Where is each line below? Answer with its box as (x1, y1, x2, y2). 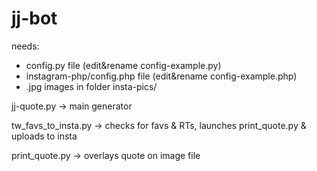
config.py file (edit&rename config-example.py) (25, 59, 222, 71)
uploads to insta (11, 130, 78, 142)
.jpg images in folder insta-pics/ (25, 80, 158, 92)
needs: (11, 40, 40, 52)
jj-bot (11, 7, 58, 30)
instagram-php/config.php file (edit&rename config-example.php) (25, 70, 298, 82)
